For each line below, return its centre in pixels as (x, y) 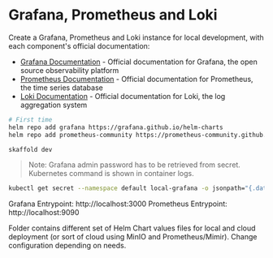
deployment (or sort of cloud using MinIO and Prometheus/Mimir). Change (133, 237)
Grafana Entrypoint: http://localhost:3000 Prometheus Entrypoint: (118, 204)
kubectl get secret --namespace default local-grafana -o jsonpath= (127, 188)
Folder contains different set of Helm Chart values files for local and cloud (132, 228)
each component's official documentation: (79, 45)
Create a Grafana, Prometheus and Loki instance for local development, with (136, 37)
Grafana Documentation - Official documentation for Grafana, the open (139, 62)
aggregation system (54, 105)
